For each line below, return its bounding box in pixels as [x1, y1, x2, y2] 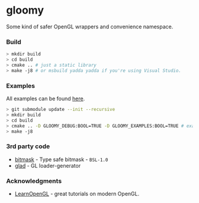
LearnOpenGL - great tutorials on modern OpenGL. [14, 190, 140, 197]
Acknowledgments [6, 176, 62, 185]
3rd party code [6, 142, 50, 150]
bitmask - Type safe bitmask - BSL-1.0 [14, 156, 108, 163]
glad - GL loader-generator [14, 162, 81, 169]
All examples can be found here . [6, 95, 85, 102]
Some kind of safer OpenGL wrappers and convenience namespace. [6, 23, 174, 30]
